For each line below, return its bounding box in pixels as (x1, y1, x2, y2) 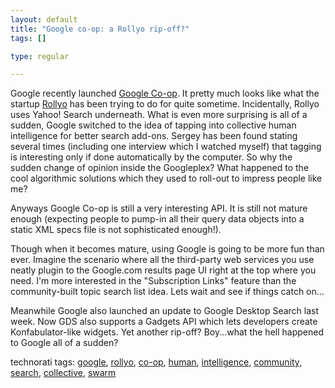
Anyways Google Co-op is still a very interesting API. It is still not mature (10, 202, 308, 215)
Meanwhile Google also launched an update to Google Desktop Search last (10, 305, 320, 317)
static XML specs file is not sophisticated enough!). (10, 224, 222, 236)
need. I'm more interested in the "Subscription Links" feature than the (10, 275, 297, 287)
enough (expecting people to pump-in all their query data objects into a (10, 213, 305, 225)
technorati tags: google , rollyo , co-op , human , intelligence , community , (10, 356, 303, 368)
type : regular (10, 51, 70, 61)
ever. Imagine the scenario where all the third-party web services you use (10, 254, 315, 266)
